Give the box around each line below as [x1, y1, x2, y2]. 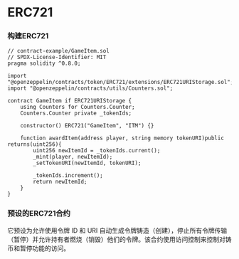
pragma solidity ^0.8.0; [7, 60, 81, 68]
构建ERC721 [7, 31, 49, 41]
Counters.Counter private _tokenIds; [20, 110, 132, 117]
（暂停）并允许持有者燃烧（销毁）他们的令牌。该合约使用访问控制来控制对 [7, 235, 225, 243]
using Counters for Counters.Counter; [20, 104, 135, 111]
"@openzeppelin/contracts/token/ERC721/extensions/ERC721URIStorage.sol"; [7, 79, 234, 86]
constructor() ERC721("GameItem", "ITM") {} [20, 122, 154, 129]
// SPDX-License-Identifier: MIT [7, 54, 107, 61]
